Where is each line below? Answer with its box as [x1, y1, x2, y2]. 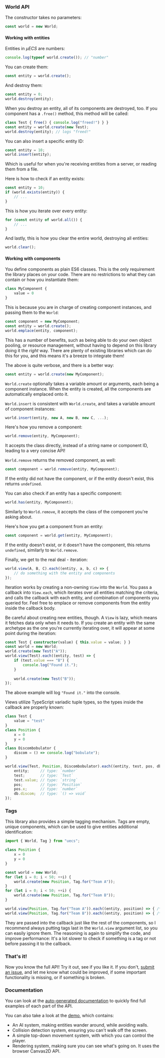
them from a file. [5, 166, 38, 172]
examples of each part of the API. [5, 1003, 73, 1009]
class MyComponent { [5, 286, 48, 291]
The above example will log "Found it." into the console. [5, 690, 121, 696]
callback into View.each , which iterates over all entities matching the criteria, [5, 589, 159, 595]
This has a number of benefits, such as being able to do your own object [5, 337, 152, 343]
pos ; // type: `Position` [14, 782, 82, 787]
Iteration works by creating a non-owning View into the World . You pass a [5, 584, 152, 590]
